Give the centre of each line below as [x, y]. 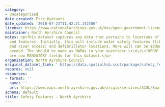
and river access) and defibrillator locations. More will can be [79, 46]
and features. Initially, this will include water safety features [80, 42]
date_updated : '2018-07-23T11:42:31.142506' [51, 23]
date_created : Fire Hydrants [35, 19]
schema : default [22, 92]
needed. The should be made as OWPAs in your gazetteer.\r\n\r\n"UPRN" [84, 51]
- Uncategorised [22, 14]
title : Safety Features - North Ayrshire [48, 97]
